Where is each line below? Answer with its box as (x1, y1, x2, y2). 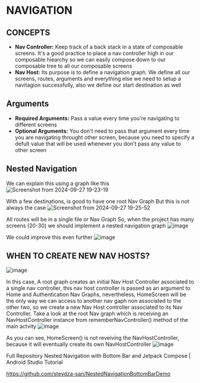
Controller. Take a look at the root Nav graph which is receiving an (6, 310, 169, 317)
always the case (6, 204, 47, 211)
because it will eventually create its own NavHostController (6, 341, 152, 348)
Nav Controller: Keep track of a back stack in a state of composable (14, 43, 183, 50)
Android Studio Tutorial (6, 358, 63, 366)
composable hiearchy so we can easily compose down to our (14, 56, 166, 63)
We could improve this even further (6, 233, 93, 241)
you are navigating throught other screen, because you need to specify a (14, 133, 195, 141)
